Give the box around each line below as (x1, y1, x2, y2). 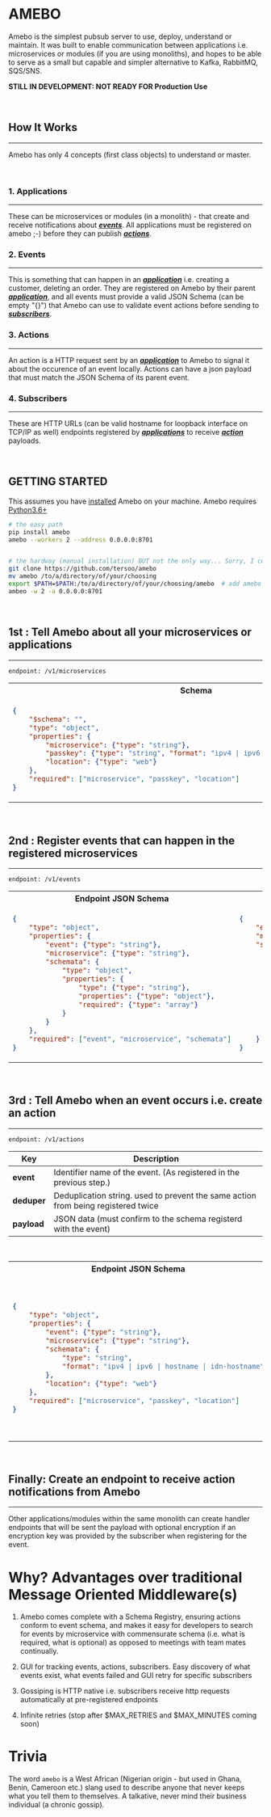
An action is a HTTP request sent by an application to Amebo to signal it (8, 355, 250, 365)
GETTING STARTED (8, 474, 108, 489)
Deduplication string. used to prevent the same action (53, 1190, 256, 1201)
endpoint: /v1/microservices (8, 667, 106, 675)
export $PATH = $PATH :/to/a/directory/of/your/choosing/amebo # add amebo (8, 580, 262, 588)
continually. (19, 1646, 59, 1656)
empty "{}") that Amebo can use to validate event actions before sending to (8, 301, 260, 310)
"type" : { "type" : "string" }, (77, 983, 190, 993)
